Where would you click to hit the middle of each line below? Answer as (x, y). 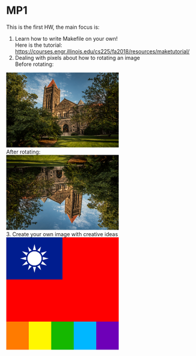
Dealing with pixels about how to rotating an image (77, 58)
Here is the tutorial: (38, 45)
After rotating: (23, 152)
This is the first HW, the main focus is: (53, 27)
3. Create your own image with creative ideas (62, 234)
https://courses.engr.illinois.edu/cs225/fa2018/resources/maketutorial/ (102, 51)
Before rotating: (34, 64)
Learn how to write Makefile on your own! (66, 38)
